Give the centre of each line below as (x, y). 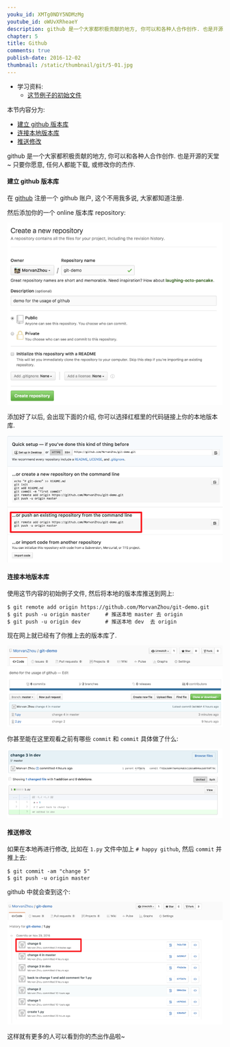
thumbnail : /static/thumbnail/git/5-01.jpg (70, 65)
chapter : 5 (23, 36)
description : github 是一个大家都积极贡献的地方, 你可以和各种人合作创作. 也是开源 (115, 29)
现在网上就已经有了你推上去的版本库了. (62, 635)
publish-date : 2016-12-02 (44, 58)
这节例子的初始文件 (54, 95)
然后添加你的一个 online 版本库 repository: (66, 212)
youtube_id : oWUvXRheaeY (42, 22)
